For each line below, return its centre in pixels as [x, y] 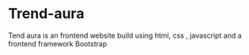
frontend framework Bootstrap [58, 43]
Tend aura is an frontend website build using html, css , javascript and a [125, 35]
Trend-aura [46, 14]
